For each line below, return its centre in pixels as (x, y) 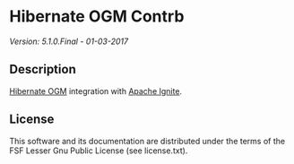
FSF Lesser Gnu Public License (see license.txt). (99, 151)
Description (43, 69)
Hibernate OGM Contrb (97, 17)
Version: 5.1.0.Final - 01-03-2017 (69, 41)
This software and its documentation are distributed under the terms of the (147, 141)
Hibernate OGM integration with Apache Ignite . (95, 91)
